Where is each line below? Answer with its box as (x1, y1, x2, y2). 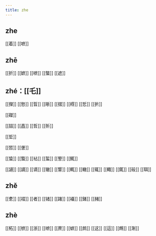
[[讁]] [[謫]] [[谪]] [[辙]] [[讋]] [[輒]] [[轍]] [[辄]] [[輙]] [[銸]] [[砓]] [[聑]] (5, 166, 152, 173)
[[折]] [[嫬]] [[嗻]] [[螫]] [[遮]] (5, 70, 65, 76)
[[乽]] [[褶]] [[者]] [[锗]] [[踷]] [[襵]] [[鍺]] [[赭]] (5, 196, 102, 202)
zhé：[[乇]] (5, 87, 41, 95)
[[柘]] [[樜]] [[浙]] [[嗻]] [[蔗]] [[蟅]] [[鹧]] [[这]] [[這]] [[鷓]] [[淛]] (5, 225, 140, 231)
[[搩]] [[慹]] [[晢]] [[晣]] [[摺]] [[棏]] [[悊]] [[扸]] (5, 101, 102, 108)
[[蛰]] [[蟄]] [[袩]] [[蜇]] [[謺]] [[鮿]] (5, 156, 78, 162)
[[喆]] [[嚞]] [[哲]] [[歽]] (5, 123, 54, 129)
